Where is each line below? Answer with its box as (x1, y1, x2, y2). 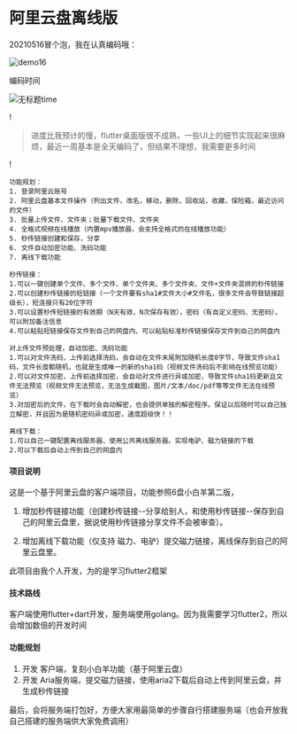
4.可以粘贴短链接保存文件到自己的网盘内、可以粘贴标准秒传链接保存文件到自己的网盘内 (9, 326, 280, 335)
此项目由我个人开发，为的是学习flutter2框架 (9, 566, 168, 576)
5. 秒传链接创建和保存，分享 (9, 234, 101, 243)
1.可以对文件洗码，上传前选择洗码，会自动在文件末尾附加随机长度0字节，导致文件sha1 (9, 353, 281, 362)
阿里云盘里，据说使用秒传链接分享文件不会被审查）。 (37, 517, 228, 527)
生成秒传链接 (21, 685, 69, 696)
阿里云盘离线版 (9, 8, 118, 28)
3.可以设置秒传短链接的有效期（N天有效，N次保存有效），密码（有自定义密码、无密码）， (9, 308, 282, 316)
